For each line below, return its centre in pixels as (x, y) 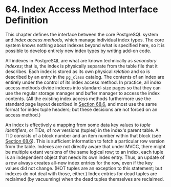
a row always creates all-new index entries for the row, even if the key (79, 162)
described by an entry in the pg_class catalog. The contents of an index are (85, 77)
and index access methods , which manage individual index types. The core (85, 40)
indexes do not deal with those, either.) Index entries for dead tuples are (81, 173)
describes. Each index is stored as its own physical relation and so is (78, 71)
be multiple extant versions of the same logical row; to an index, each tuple (84, 152)
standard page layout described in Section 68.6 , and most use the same (81, 104)
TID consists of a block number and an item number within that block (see (83, 135)
